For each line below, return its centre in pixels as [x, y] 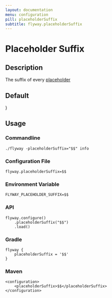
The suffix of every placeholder [38, 80]
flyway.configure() [26, 218]
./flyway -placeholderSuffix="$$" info [47, 148]
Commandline [23, 138]
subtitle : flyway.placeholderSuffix [44, 24]
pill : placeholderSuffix [31, 19]
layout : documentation [29, 10]
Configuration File [28, 161]
